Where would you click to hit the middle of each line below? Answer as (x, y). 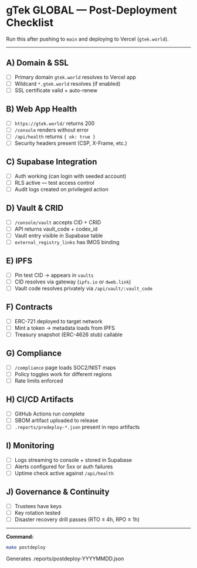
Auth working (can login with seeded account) (70, 176)
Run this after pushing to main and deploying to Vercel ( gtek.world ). (87, 39)
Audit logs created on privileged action (61, 189)
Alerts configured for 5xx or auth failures (64, 466)
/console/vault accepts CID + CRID (58, 222)
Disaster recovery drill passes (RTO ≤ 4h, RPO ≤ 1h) (77, 519)
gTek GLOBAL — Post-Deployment (91, 10)
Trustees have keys (38, 506)
